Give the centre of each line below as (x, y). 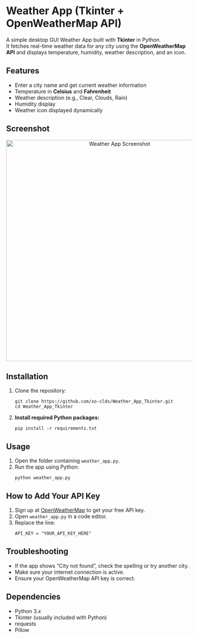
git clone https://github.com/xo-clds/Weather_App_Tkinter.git (94, 402)
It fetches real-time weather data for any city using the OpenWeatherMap (96, 46)
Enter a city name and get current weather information (80, 85)
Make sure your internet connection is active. (70, 572)
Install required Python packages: (57, 418)
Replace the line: (35, 523)
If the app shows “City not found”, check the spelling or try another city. (102, 565)
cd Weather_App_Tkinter (44, 407)
